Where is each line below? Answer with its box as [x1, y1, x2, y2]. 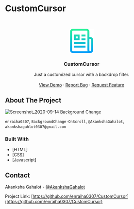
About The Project [5, 96, 62, 104]
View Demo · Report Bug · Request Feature [38, 82, 125, 88]
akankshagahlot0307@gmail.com [5, 124, 67, 129]
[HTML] [12, 147, 28, 153]
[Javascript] [12, 157, 36, 163]
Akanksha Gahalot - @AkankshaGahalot [5, 184, 85, 190]
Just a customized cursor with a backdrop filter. [33, 71, 130, 78]
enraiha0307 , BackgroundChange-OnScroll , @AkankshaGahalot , [5, 119, 125, 124]
